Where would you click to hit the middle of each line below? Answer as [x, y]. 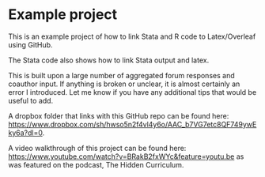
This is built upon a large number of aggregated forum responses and [121, 75]
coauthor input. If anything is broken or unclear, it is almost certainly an [124, 84]
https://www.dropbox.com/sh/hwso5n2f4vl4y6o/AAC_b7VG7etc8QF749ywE [132, 124]
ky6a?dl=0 [25, 133]
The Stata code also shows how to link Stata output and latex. [109, 60]
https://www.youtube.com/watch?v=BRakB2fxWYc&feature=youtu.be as [126, 156]
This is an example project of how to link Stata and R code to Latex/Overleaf [132, 36]
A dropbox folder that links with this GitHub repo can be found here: [119, 115]
